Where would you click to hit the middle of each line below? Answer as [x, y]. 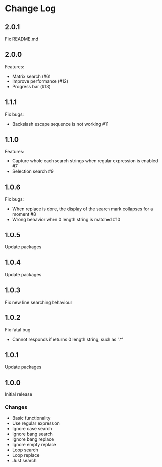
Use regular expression [36, 423]
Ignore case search [32, 429]
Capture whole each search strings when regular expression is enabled [85, 161]
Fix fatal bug [18, 330]
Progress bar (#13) [31, 86]
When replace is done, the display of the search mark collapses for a [82, 209]
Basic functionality [31, 418]
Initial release [19, 394]
